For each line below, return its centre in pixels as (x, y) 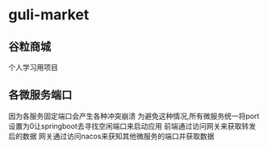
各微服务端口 (40, 95)
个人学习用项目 (33, 67)
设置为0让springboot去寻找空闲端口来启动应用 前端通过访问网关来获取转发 (132, 125)
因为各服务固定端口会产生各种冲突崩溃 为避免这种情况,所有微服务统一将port (134, 116)
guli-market (49, 15)
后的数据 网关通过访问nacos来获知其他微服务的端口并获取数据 (111, 136)
